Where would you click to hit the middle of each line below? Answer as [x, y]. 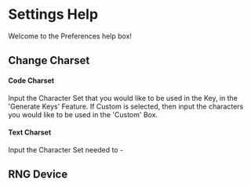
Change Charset [49, 61]
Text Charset [30, 132]
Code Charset [31, 80]
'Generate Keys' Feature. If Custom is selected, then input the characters [126, 106]
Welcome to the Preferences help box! [70, 36]
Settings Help [53, 14]
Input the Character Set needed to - [66, 149]
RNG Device [38, 175]
